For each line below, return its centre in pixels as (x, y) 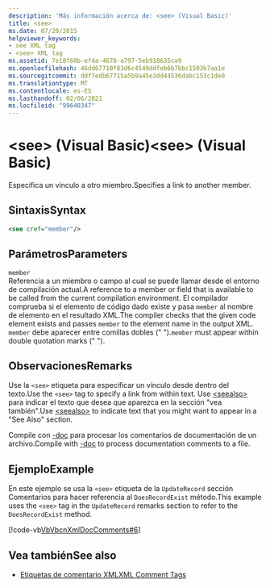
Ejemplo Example (51, 469)
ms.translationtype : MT (48, 83)
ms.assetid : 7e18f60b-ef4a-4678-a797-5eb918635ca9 (95, 61)
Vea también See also (62, 555)
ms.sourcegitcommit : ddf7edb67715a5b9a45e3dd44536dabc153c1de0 (117, 76)
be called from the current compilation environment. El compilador (118, 298)
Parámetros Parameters (68, 254)
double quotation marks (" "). (57, 340)
